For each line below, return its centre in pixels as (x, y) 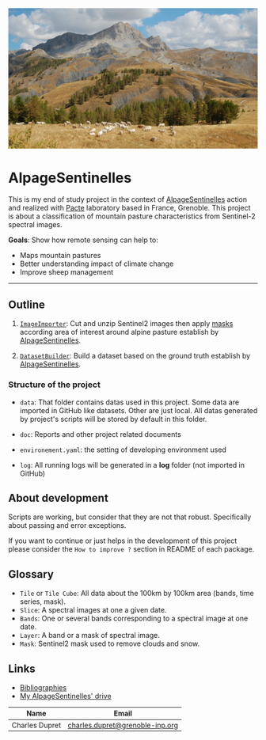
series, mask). (43, 601)
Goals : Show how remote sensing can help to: (83, 240)
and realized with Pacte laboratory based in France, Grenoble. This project (129, 208)
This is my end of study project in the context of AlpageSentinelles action (128, 199)
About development (58, 498)
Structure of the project (54, 385)
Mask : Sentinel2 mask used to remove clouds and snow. (110, 643)
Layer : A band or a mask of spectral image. (90, 636)
